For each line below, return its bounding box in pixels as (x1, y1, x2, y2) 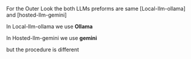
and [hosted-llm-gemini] (6, 11, 67, 18)
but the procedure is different (6, 46, 80, 53)
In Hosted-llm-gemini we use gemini (6, 35, 98, 41)
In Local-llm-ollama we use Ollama (6, 23, 93, 30)
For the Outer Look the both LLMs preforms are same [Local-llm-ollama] (6, 5, 186, 12)
